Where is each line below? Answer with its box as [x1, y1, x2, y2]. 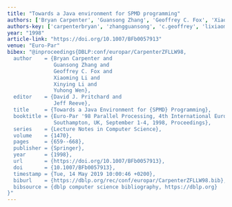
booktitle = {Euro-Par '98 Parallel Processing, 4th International [13, 112, 212, 119]
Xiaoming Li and [53, 74, 100, 81]
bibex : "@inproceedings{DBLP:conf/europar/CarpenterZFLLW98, [7, 49, 187, 56]
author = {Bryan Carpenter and [13, 55, 113, 62]
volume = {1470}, [13, 132, 72, 139]
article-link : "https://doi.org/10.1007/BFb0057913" [7, 36, 162, 43]
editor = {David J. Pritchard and [13, 94, 122, 101]
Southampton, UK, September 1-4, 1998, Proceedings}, [53, 119, 212, 126]
